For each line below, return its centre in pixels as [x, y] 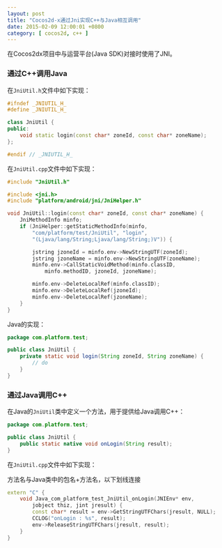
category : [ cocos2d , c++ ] [48, 33]
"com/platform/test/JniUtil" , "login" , [90, 233]
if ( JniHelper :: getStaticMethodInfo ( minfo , [84, 227]
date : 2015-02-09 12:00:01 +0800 [56, 26]
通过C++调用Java [37, 74]
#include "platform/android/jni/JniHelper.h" [74, 201]
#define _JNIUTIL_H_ [37, 110]
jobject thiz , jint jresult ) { [78, 505]
